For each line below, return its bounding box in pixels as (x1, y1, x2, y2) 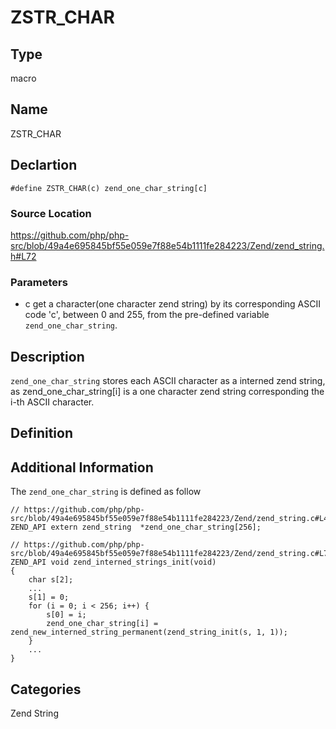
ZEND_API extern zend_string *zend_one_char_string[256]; (10, 522, 262, 533)
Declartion (10, 157, 78, 174)
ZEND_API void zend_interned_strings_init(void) (10, 557, 217, 568)
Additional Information (10, 459, 154, 476)
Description (10, 348, 85, 365)
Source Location (10, 206, 92, 220)
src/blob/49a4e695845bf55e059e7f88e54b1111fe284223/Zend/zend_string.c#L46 (10, 514, 333, 524)
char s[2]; (28, 575, 74, 585)
